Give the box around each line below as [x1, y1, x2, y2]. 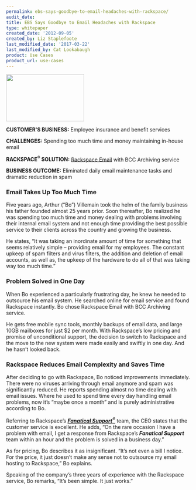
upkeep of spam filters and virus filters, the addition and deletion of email [6, 250, 183, 257]
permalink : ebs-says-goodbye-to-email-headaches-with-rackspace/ [6, 8, 169, 15]
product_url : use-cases [6, 58, 64, 63]
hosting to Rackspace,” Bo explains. [6, 459, 92, 467]
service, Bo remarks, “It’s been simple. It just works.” [6, 477, 133, 484]
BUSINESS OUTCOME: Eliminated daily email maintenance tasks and [6, 167, 173, 174]
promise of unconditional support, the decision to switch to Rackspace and [6, 333, 187, 340]
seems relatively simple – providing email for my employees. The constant [6, 244, 184, 251]
